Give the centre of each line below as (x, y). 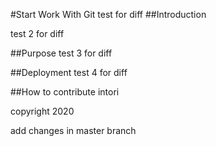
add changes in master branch (73, 130)
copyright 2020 (42, 111)
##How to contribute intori (65, 92)
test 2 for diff (37, 33)
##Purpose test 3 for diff (61, 53)
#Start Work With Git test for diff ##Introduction (108, 14)
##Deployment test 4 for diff (69, 72)
